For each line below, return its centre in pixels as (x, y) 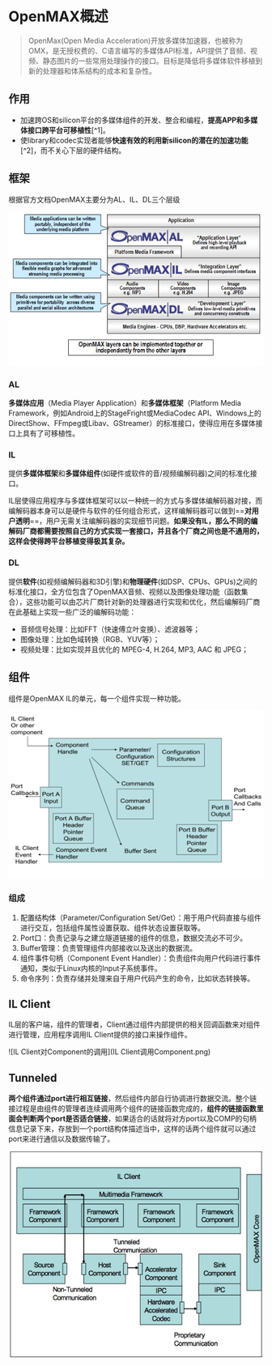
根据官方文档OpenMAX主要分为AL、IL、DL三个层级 (94, 199)
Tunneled (33, 1078)
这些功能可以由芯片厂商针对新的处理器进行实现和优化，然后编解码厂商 (143, 602)
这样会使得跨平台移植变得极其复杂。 (69, 541)
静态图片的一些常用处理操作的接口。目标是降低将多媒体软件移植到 (153, 61)
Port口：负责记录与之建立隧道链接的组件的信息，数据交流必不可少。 (134, 938)
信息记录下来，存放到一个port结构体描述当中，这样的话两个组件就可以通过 (132, 1129)
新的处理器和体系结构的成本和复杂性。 (92, 70)
